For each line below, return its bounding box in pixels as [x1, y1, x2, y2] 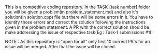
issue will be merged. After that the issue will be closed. [5, 44, 116, 49]
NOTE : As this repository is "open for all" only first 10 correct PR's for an [5, 39, 150, 44]
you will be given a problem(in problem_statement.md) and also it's [5, 9, 139, 15]
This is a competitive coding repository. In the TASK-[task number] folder [5, 4, 151, 10]
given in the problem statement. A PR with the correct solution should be [5, 24, 150, 30]
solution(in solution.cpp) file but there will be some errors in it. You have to [5, 14, 153, 20]
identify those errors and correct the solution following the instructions [5, 19, 146, 25]
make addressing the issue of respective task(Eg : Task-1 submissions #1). [5, 30, 153, 35]
